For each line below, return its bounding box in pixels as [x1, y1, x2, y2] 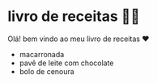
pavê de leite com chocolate [19, 58, 114, 68]
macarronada [19, 49, 65, 59]
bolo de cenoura [19, 66, 74, 76]
